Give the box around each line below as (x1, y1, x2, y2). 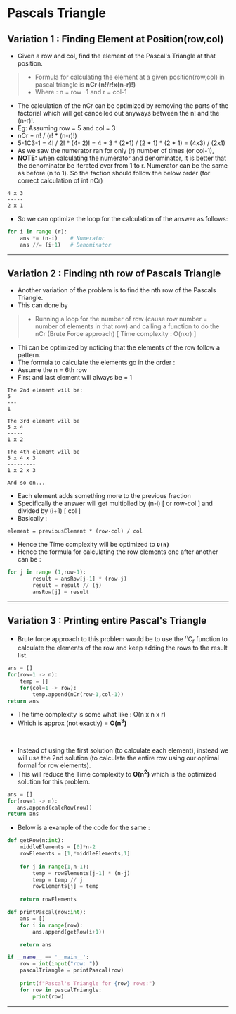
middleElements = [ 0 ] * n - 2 (20, 843, 96, 851)
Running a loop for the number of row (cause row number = (34, 315, 208, 323)
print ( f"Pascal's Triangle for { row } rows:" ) (20, 979, 156, 987)
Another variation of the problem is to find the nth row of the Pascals (17, 286, 216, 295)
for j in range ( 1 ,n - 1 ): (20, 863, 90, 870)
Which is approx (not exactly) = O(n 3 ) (17, 717, 127, 727)
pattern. (17, 351, 41, 359)
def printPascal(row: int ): (7, 909, 86, 916)
